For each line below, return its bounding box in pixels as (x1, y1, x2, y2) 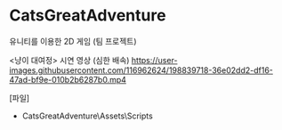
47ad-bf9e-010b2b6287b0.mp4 (9, 74, 127, 85)
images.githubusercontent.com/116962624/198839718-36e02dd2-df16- (9, 64, 274, 76)
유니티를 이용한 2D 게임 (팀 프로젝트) (9, 36, 137, 46)
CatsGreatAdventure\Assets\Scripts (21, 110, 153, 121)
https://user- (131, 54, 178, 65)
